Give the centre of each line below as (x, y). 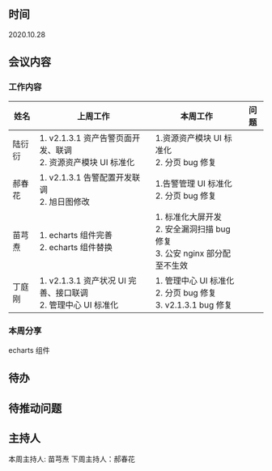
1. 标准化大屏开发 (189, 217)
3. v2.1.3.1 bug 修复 (194, 304)
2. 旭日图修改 (65, 202)
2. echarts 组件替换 (76, 247)
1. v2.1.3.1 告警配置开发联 (89, 177)
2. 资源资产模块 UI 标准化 (87, 162)
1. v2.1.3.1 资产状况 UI (83, 280)
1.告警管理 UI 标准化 (193, 183)
